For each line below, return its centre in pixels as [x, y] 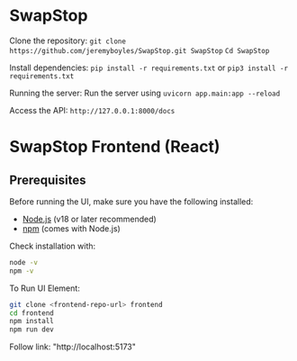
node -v [24, 262]
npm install [31, 321]
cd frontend [31, 313]
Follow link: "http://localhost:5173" [73, 347]
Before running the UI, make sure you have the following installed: [131, 201]
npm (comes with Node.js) [72, 228]
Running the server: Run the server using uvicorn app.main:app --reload [145, 93]
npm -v [22, 271]
